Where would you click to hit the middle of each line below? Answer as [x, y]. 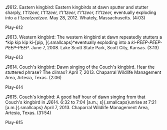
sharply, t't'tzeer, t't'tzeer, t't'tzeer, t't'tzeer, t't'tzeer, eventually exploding [81, 12]
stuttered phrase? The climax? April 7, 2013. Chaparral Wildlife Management [83, 72]
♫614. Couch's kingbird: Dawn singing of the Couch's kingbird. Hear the [80, 67]
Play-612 [14, 27]
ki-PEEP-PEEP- [147, 42]
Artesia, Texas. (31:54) [28, 113]
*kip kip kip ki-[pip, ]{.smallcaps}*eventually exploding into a [68, 42]
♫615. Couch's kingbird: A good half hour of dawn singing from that [75, 97]
